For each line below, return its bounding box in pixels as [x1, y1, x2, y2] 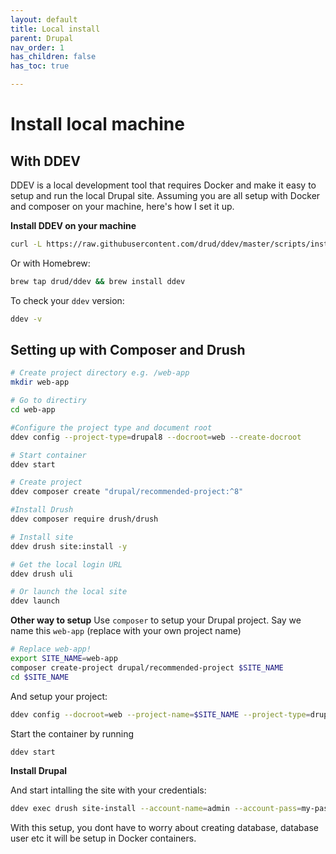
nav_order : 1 [10, 42, 65, 53]
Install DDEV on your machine [10, 220, 137, 231]
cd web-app [10, 405, 56, 415]
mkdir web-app [10, 377, 70, 388]
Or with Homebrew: [10, 257, 91, 269]
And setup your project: [10, 690, 108, 702]
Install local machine [10, 113, 185, 136]
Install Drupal [10, 765, 68, 777]
